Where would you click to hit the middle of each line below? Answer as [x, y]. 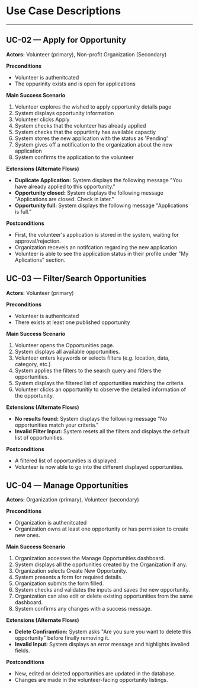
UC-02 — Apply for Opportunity [66, 40]
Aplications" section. [40, 260]
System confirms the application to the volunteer [74, 157]
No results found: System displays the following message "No [91, 418]
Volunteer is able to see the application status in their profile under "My [102, 253]
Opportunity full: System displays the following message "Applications [101, 205]
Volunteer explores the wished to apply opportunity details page [93, 107]
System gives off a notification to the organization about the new [94, 144]
